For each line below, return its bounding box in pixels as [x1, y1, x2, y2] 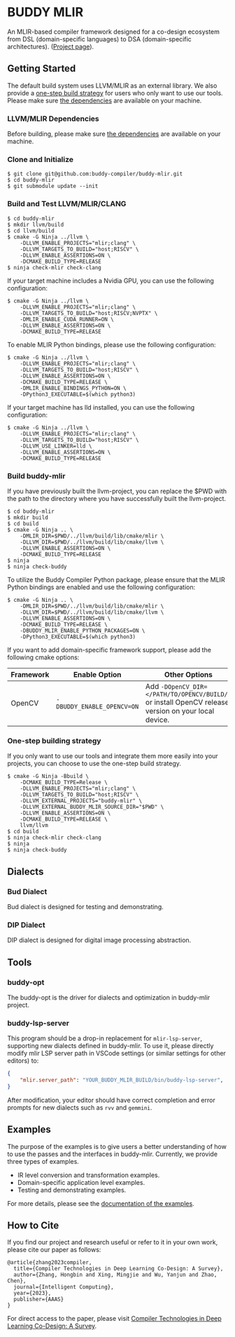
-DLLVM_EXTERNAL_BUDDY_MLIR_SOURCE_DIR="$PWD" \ [20, 804, 164, 811]
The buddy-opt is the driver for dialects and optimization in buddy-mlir [7, 993, 211, 1002]
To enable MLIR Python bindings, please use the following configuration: [7, 340, 216, 349]
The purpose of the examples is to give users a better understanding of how [7, 1142, 227, 1150]
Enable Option [73, 669, 122, 679]
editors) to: [7, 1056, 39, 1065]
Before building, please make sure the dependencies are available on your [7, 130, 221, 138]
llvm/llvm [20, 822, 49, 829]
